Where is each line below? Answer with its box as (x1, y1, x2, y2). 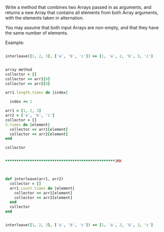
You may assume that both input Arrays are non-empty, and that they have (5, 25, 159, 31)
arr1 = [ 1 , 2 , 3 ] (5, 108, 41, 113)
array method (5, 67, 32, 72)
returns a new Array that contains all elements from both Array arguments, (5, 10, 158, 16)
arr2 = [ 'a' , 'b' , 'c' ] (5, 113, 55, 118)
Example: (5, 40, 24, 46)
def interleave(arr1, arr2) (5, 176, 64, 181)
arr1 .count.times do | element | (9, 185, 75, 191)
